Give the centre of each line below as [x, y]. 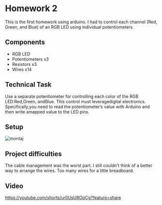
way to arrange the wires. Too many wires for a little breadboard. [70, 171]
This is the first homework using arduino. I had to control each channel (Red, [81, 22]
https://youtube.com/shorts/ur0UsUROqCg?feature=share [63, 197]
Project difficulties [33, 154]
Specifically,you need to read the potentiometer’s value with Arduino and [77, 107]
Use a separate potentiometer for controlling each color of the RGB [72, 96]
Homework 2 [31, 8]
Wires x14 [22, 69]
